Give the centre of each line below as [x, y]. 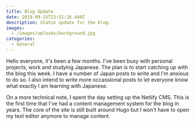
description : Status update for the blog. [59, 22]
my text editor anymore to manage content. [58, 116]
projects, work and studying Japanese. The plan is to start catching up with [97, 67]
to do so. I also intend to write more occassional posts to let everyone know [97, 79]
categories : [20, 39]
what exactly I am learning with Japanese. [57, 86]
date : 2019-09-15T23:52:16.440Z [45, 17]
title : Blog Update [30, 11]
